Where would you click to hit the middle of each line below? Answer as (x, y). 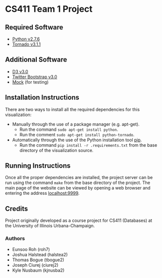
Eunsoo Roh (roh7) (31, 249)
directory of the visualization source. (57, 150)
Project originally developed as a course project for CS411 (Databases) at (79, 220)
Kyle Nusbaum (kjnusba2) (38, 270)
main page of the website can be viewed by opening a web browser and (78, 188)
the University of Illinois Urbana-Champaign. (50, 226)
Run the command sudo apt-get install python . (69, 129)
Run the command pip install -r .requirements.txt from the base (88, 145)
